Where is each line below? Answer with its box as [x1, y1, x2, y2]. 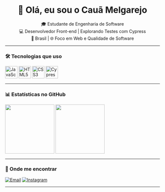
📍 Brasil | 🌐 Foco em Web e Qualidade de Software [31, 35, 134, 41]
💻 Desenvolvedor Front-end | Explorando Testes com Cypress [19, 28, 146, 34]
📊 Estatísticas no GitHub [5, 91, 66, 98]
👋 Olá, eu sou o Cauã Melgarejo [18, 4, 147, 16]
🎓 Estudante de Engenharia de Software [41, 21, 124, 27]
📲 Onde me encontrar [5, 165, 57, 172]
